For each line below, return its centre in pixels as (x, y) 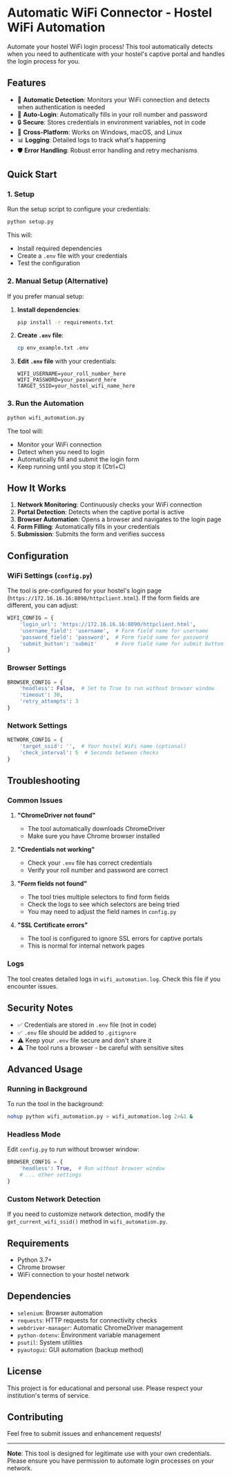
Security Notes (40, 1008)
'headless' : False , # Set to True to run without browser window (117, 689)
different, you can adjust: (43, 606)
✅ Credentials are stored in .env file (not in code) (87, 1025)
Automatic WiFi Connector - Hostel (110, 13)
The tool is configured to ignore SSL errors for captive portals (115, 939)
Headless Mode (34, 1134)
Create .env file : (40, 335)
